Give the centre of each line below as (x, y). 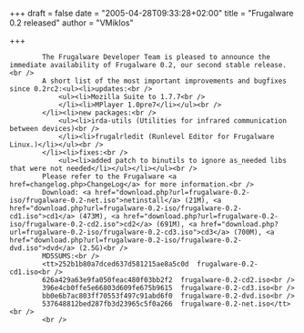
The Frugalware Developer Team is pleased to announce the (157, 57)
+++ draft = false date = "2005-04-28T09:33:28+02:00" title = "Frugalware (152, 13)
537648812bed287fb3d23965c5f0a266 (107, 304)
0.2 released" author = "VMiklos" (71, 23)
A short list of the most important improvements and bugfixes (164, 81)
